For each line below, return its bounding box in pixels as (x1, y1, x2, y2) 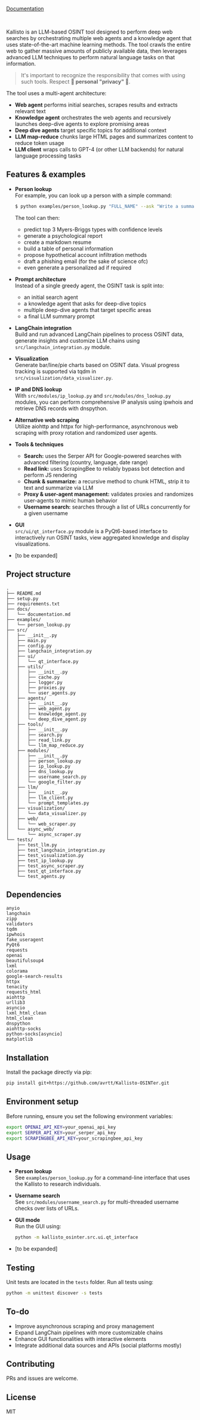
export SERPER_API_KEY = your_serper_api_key (6, 1130, 116, 1136)
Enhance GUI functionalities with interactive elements (14, 1335, 146, 1342)
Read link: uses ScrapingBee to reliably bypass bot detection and (23, 465, 185, 472)
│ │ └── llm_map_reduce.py (6, 742, 84, 748)
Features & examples (6, 169, 86, 180)
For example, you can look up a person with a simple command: (14, 192, 172, 199)
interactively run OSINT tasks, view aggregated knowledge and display (14, 534, 190, 541)
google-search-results (6, 973, 63, 980)
